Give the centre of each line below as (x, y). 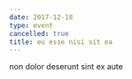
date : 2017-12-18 (41, 17)
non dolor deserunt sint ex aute (66, 67)
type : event (31, 25)
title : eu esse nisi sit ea (61, 42)
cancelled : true (39, 33)
